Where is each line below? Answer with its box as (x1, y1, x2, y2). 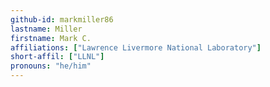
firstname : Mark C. (10, 33, 92, 43)
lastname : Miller (10, 24, 83, 34)
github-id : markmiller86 (10, 14, 114, 25)
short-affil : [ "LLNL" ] (10, 52, 105, 62)
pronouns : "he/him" (10, 61, 92, 71)
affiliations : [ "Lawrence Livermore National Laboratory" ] (10, 42, 262, 53)
